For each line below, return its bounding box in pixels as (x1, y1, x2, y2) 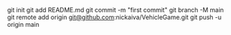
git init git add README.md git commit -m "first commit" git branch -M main (7, 6, 224, 14)
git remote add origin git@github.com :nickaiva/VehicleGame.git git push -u (7, 13, 222, 21)
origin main (7, 21, 40, 28)
